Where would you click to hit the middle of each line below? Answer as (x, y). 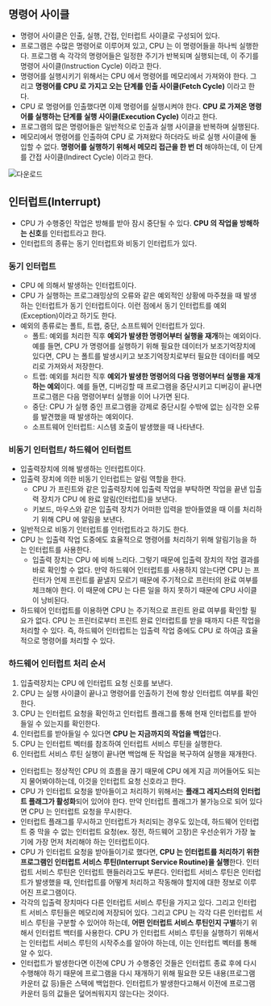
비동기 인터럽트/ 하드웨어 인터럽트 (70, 450)
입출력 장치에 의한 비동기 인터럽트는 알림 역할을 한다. (103, 479)
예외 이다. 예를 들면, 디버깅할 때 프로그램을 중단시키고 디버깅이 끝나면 (154, 386)
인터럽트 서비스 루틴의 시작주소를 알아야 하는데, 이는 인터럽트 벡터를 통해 (143, 943)
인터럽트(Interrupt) (55, 202)
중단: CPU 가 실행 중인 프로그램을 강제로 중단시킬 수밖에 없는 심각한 (138, 406)
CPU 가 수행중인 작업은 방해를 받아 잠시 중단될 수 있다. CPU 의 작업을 (129, 223)
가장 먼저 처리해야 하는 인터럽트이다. (92, 841)
